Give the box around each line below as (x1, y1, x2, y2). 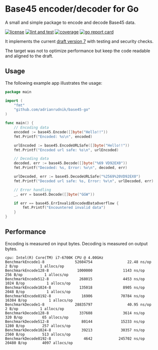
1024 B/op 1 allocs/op (5, 281, 71, 286)
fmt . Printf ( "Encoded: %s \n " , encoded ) (14, 134, 93, 139)
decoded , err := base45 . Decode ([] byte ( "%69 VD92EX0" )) (14, 161, 128, 166)
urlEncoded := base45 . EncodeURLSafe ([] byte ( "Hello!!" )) (14, 143, 130, 148)
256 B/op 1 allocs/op (5, 272, 69, 277)
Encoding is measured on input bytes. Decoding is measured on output (5, 240, 148, 246)
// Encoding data (14, 125, 49, 130)
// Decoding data (14, 156, 49, 161)
